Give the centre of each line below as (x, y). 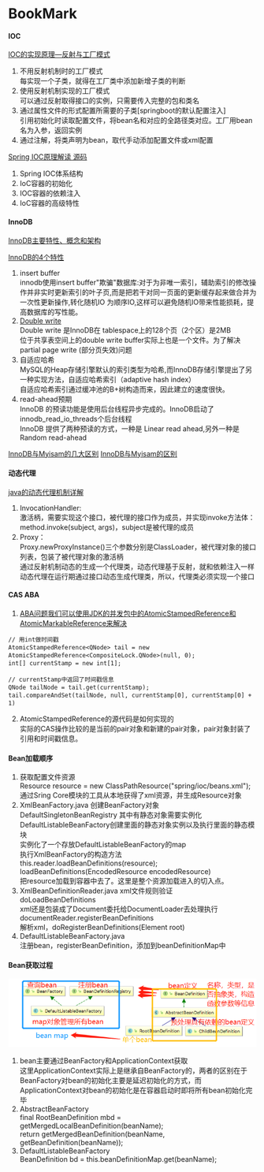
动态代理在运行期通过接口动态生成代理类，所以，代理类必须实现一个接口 (137, 576)
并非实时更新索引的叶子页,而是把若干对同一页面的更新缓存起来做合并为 (141, 292)
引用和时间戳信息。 (51, 739)
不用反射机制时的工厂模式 (61, 71)
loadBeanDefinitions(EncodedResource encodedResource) (115, 872)
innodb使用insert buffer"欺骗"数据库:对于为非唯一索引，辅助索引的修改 (134, 282)
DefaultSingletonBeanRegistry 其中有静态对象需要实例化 (111, 815)
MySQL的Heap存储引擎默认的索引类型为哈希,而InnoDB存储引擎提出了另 (136, 369)
